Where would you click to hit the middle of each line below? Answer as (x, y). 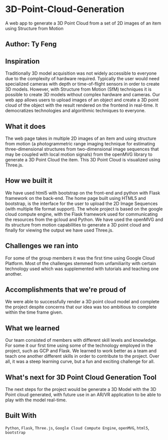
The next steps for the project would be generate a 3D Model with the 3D (81, 389)
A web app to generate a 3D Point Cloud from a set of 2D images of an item (83, 23)
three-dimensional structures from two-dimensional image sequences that (82, 149)
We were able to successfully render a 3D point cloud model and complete (82, 302)
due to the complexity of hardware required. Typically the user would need (82, 79)
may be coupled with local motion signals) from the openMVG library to (79, 154)
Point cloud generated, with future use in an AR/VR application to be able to (83, 395)
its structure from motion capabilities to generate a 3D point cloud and (78, 225)
